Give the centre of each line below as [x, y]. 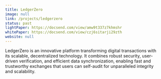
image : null [17, 14]
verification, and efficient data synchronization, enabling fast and [85, 61]
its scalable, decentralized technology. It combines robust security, [73, 56]
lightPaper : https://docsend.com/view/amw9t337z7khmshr [64, 28]
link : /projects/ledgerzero [34, 19]
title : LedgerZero [24, 10]
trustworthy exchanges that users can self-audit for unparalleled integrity [80, 66]
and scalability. [20, 71]
